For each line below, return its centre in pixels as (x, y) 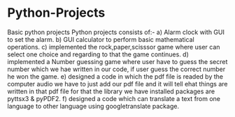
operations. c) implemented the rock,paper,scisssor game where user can (114, 47)
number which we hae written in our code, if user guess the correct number (116, 69)
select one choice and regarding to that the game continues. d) (98, 54)
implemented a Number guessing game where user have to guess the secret (117, 61)
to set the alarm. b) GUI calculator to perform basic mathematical (101, 39)
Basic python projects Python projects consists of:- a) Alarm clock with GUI (116, 32)
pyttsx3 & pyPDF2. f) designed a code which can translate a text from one (114, 98)
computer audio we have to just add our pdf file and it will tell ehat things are (117, 84)
